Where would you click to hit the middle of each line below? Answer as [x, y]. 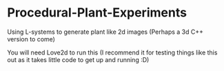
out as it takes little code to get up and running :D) [78, 59]
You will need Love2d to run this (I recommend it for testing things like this [112, 52]
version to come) [31, 39]
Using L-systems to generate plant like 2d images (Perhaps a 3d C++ [105, 32]
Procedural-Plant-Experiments [97, 13]
